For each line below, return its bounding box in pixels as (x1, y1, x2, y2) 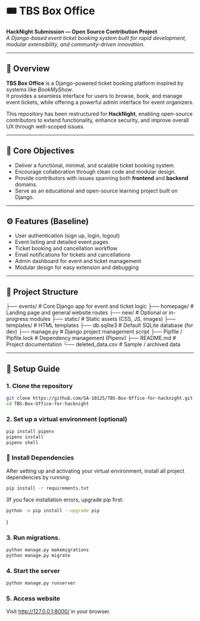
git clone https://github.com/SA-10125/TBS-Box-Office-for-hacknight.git (6, 395, 193, 401)
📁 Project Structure (6, 287, 79, 297)
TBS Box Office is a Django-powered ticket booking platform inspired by (6, 79, 184, 87)
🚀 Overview (6, 63, 50, 74)
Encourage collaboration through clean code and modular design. (14, 168, 176, 175)
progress (6, 316, 29, 323)
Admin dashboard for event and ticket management (14, 258, 142, 265)
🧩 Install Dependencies (6, 454, 74, 462)
